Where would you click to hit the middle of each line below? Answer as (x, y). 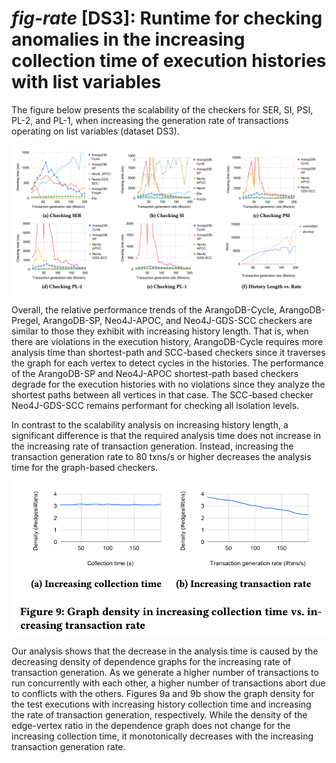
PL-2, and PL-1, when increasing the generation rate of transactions (150, 120)
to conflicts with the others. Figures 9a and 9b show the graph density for (163, 694)
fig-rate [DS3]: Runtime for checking (167, 18)
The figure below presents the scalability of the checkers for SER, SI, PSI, (162, 109)
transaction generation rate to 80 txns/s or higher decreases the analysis (161, 457)
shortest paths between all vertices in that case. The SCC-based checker (162, 395)
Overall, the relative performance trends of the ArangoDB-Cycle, (144, 310)
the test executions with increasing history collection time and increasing (161, 704)
